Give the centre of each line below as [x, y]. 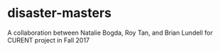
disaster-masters [60, 13]
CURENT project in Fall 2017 [49, 40]
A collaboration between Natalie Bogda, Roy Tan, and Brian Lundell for [110, 33]
